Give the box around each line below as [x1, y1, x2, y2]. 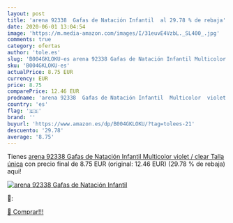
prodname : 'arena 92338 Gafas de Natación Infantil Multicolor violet [7, 95, 227, 102]
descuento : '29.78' [7, 127, 64, 134]
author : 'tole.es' [7, 49, 61, 56]
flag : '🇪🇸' [7, 107, 42, 114]
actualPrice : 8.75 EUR [7, 68, 73, 75]
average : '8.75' [7, 133, 54, 140]
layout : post [7, 10, 45, 17]
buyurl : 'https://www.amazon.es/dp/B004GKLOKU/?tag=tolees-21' [7, 120, 195, 128]
